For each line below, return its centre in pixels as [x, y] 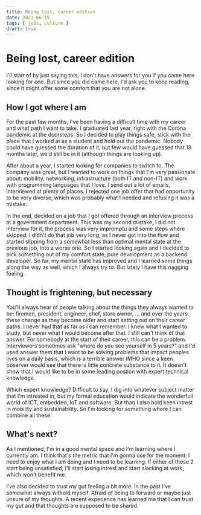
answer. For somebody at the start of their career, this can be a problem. [96, 339]
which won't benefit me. [36, 475]
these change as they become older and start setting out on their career [96, 320]
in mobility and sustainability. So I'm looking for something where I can [94, 409]
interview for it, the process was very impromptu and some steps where [96, 228]
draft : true [21, 29]
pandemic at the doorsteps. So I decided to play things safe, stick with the [98, 134]
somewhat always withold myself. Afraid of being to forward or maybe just [99, 493]
